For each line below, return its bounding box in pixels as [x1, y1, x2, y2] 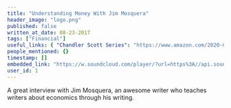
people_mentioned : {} [7, 49, 69, 55]
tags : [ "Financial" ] [7, 36, 67, 42]
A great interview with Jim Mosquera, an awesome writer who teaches [7, 86, 208, 94]
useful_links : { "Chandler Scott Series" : [7, 42, 131, 49]
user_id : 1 [7, 67, 38, 74]
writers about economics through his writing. [7, 93, 134, 101]
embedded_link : [7, 61, 51, 68]
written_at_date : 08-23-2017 [7, 29, 91, 36]
